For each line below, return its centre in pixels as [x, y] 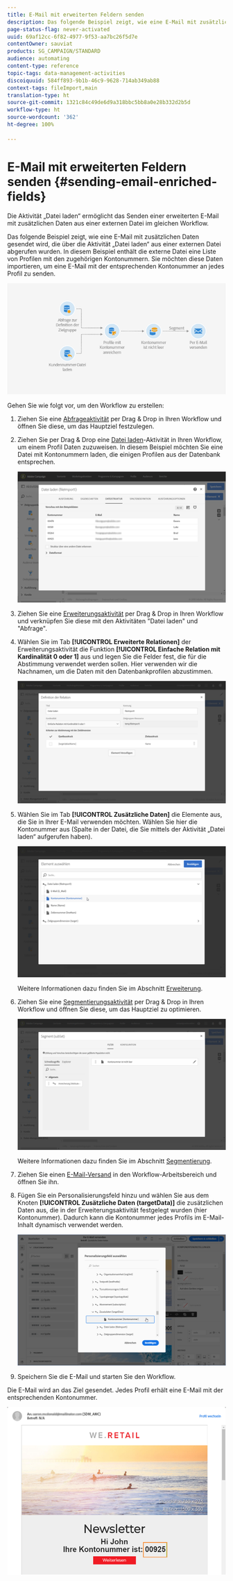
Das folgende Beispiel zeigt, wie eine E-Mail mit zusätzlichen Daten [103, 237]
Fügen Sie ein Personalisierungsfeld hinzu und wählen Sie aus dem [113, 1195]
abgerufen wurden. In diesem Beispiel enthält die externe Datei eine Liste [112, 251]
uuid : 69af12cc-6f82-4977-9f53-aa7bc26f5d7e [72, 37]
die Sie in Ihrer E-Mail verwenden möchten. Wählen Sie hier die [107, 822]
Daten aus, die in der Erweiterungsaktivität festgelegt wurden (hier [112, 1210]
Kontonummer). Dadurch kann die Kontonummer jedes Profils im [109, 1217]
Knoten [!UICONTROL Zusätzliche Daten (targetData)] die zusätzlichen [120, 1203]
